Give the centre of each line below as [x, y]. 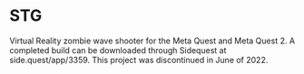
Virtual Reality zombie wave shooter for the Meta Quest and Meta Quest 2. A [152, 41]
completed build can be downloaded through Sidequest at [118, 50]
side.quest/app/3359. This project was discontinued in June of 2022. [139, 60]
